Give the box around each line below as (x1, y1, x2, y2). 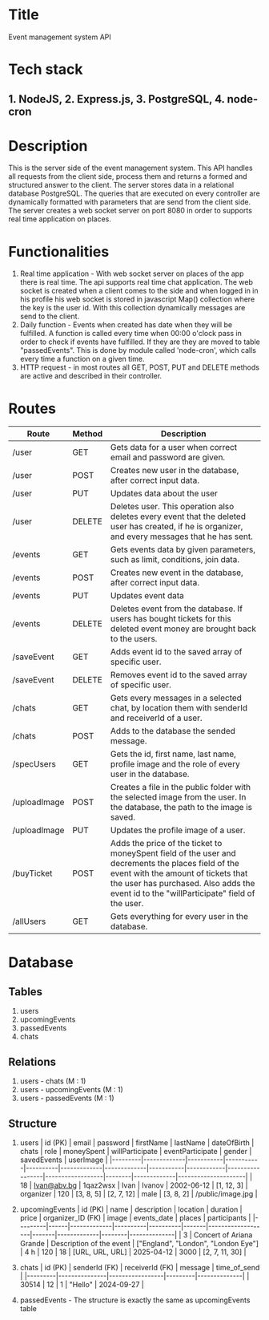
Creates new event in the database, (110, 567, 244, 578)
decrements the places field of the (110, 858, 240, 869)
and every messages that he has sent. (110, 531, 254, 542)
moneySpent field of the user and (110, 848, 236, 859)
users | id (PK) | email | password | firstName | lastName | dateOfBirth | (19, 1137, 255, 1148)
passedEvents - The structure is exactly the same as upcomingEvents (19, 1295, 251, 1305)
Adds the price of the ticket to (110, 838, 223, 849)
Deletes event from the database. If (110, 603, 243, 614)
